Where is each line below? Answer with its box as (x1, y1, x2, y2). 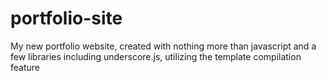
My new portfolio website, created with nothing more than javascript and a (10, 40, 317, 52)
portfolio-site (10, 7, 123, 30)
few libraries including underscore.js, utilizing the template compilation (10, 50, 302, 62)
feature (10, 61, 40, 73)
